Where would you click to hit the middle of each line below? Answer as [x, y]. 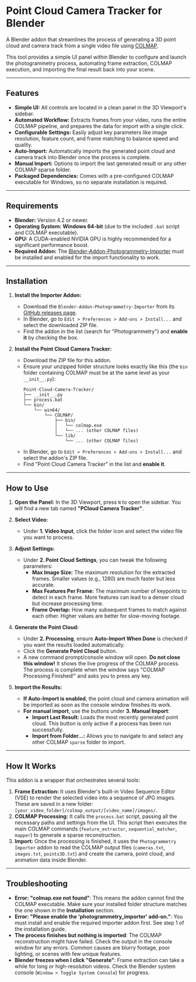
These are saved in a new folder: [54, 804]
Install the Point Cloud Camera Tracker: [63, 349]
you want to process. [48, 537]
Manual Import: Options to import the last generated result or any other [100, 163]
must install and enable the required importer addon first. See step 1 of [99, 922]
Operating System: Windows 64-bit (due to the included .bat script [97, 226]
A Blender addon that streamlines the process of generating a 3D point [91, 39]
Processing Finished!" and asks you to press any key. [87, 676]
